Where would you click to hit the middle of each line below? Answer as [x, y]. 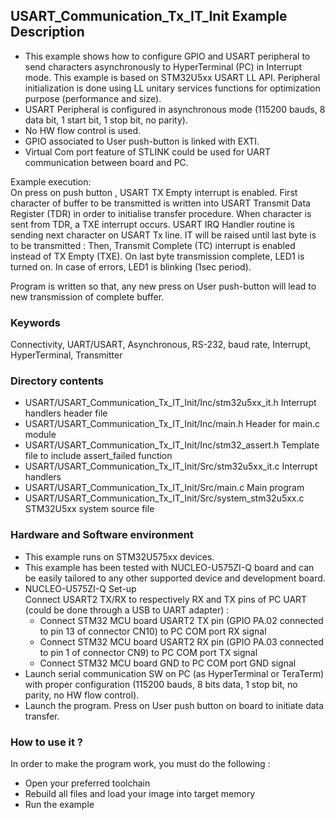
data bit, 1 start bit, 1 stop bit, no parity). [106, 120]
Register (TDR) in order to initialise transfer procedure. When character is [161, 213]
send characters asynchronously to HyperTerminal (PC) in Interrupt [163, 66]
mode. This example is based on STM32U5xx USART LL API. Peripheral [172, 77]
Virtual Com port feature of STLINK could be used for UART [147, 151]
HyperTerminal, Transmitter [66, 355]
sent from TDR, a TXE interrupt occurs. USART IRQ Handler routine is [152, 224]
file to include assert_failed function [98, 456]
